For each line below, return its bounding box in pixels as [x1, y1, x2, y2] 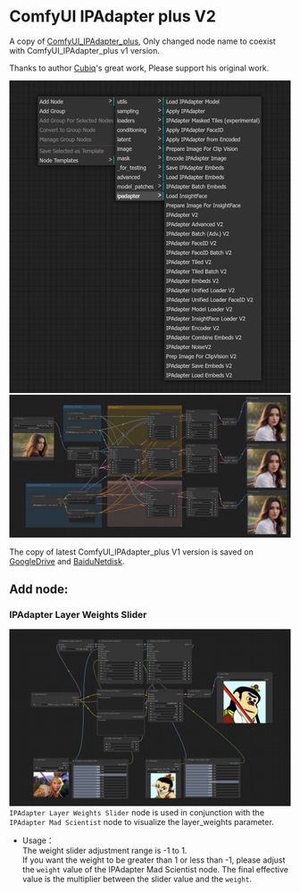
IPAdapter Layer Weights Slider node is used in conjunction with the [9, 807, 265, 818]
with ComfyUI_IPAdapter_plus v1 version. [9, 45, 161, 55]
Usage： [21, 835, 55, 846]
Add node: [9, 582, 69, 597]
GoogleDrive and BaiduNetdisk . [9, 555, 125, 566]
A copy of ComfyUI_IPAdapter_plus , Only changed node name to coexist [9, 36, 277, 46]
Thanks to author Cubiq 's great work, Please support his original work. [9, 63, 270, 73]
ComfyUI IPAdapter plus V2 [9, 6, 217, 27]
